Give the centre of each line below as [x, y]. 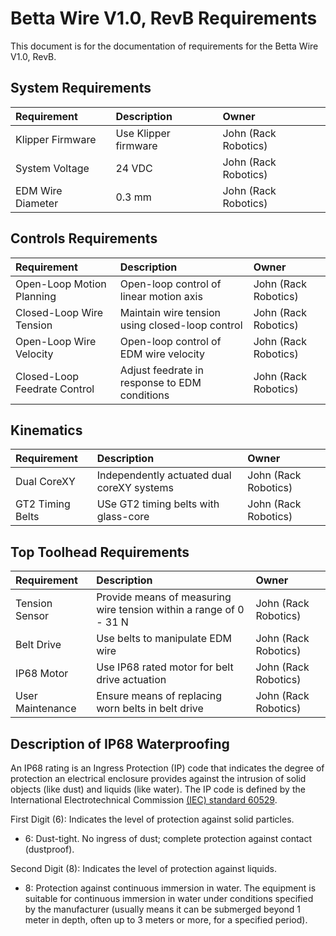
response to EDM [160, 382]
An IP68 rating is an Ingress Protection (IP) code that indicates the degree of [167, 768]
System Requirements [81, 88]
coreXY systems [135, 488]
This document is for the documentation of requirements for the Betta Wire [164, 46]
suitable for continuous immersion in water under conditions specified [169, 898]
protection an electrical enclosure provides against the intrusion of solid [158, 778]
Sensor [32, 616]
